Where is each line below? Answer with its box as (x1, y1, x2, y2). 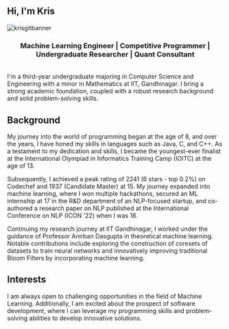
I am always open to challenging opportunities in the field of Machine (7, 292, 202, 300)
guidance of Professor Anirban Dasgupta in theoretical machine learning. (7, 231, 214, 240)
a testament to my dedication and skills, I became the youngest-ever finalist (7, 147, 221, 155)
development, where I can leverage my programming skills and (7, 306, 185, 315)
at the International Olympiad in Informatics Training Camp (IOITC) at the (7, 154, 212, 162)
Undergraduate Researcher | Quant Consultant (36, 49, 195, 59)
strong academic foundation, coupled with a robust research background (7, 87, 214, 95)
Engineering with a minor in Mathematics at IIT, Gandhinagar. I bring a (7, 80, 204, 88)
